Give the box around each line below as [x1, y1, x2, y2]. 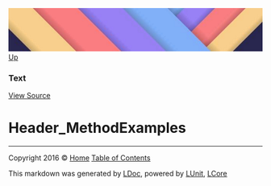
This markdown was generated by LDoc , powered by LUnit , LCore [8, 169, 227, 179]
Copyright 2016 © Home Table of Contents [8, 153, 151, 163]
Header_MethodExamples [8, 119, 187, 137]
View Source [8, 91, 51, 101]
